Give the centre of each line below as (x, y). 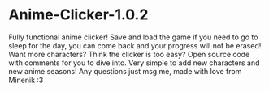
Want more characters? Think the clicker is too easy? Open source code (129, 54)
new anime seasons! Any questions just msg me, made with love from (125, 71)
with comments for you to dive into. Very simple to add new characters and (134, 63)
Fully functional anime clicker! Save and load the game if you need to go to (133, 37)
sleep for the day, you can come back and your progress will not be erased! (135, 45)
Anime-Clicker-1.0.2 (78, 15)
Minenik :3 (26, 80)
